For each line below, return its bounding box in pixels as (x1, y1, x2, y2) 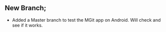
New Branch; (5, 4, 46, 12)
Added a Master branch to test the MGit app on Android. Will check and (12, 17, 161, 23)
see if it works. (12, 22, 43, 28)
